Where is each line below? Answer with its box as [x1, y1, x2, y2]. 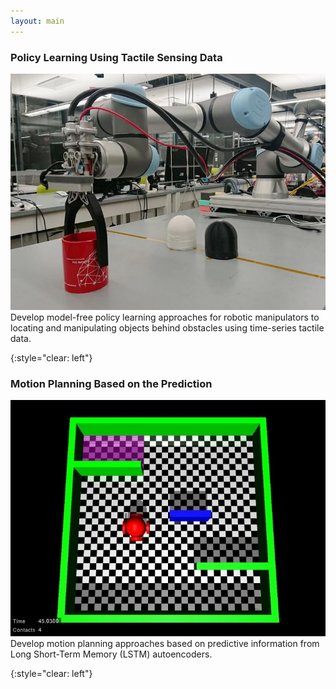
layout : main [10, 16, 65, 26]
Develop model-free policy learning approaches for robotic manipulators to [10, 311, 320, 323]
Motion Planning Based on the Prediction [10, 376, 213, 390]
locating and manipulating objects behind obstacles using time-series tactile [10, 321, 325, 334]
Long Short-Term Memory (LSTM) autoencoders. [10, 648, 213, 660]
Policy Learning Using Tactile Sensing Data [10, 50, 223, 64]
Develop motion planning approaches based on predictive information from [10, 638, 320, 650]
